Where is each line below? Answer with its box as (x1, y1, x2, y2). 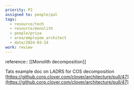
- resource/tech (10, 21, 44, 27)
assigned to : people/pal (5, 12, 58, 17)
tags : (5, 17, 17, 22)
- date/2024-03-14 (10, 40, 49, 45)
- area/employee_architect (10, 36, 67, 41)
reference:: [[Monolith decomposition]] (5, 58, 86, 64)
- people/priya (10, 31, 42, 36)
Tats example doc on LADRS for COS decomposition (5, 68, 115, 74)
